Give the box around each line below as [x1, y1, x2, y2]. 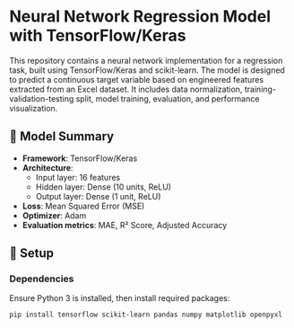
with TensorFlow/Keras [9, 25, 186, 46]
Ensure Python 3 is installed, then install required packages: [9, 293, 230, 304]
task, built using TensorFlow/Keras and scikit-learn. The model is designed [9, 65, 285, 75]
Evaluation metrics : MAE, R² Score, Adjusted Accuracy [22, 219, 228, 230]
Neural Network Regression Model [9, 6, 272, 27]
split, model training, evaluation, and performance [75, 93, 260, 104]
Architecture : [22, 162, 73, 173]
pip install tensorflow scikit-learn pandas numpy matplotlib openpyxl [9, 310, 282, 320]
